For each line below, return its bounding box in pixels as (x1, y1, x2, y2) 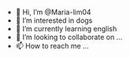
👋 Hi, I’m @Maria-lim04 (15, 8, 92, 16)
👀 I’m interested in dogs (15, 16, 93, 25)
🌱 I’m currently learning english (15, 24, 117, 33)
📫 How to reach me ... (15, 42, 89, 50)
